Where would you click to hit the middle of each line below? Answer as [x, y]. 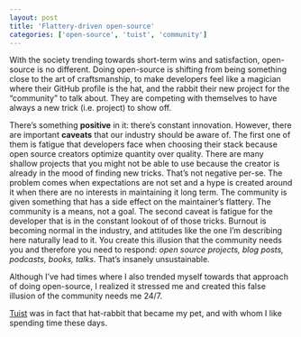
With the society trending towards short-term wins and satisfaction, [135, 60]
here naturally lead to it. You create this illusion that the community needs [146, 241]
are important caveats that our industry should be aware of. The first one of [150, 135]
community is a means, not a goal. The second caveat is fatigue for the [141, 212]
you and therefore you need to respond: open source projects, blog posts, [146, 250]
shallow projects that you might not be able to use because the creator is [145, 164]
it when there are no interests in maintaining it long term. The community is [148, 192]
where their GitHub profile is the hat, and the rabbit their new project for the [150, 89]
